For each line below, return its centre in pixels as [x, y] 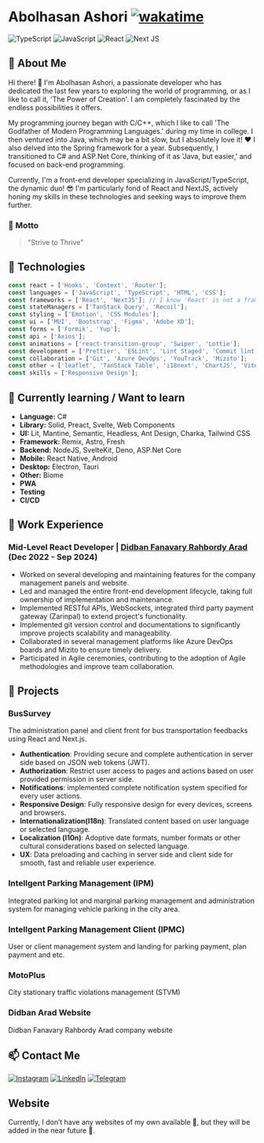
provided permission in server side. [77, 779]
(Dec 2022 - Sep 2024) [53, 557]
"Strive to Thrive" [55, 242]
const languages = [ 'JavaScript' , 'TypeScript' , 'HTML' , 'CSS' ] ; [117, 292]
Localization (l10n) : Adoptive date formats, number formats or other [130, 838]
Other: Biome [42, 475]
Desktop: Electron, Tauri [59, 467]
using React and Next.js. [48, 739]
